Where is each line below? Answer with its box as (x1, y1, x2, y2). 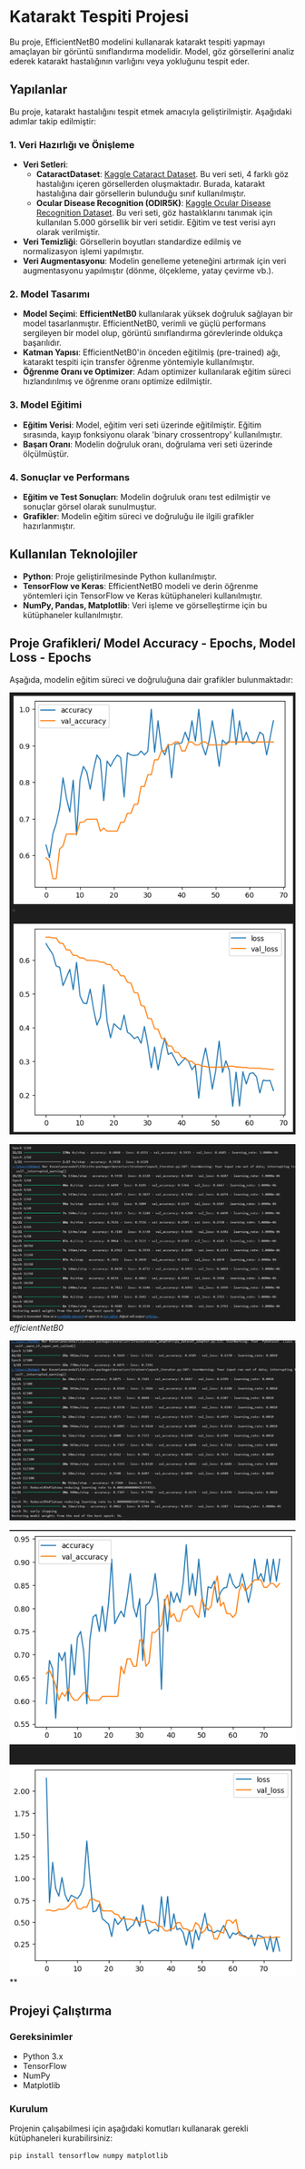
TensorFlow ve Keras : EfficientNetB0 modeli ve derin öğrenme (22, 580, 259, 591)
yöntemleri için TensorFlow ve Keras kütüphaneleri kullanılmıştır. (22, 590, 263, 601)
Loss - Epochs (9, 650, 93, 665)
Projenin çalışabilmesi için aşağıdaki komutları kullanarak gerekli (9, 2123, 249, 2134)
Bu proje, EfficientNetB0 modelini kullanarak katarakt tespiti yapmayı (9, 36, 266, 47)
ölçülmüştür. (22, 448, 70, 459)
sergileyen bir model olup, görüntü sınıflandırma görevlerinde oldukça (22, 328, 283, 339)
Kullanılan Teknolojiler (9, 547, 138, 562)
